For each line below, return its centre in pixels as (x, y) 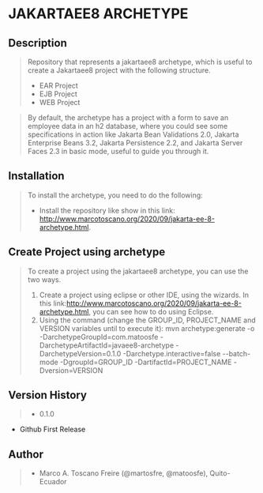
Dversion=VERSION (71, 370)
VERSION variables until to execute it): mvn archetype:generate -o (147, 328)
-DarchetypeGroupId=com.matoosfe (99, 337)
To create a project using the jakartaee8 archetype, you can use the (138, 271)
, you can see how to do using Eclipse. (151, 311)
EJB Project (58, 94)
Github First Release (53, 429)
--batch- (237, 353)
